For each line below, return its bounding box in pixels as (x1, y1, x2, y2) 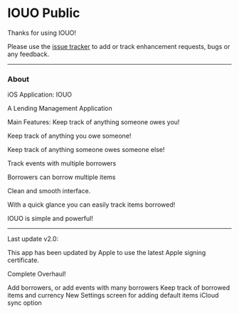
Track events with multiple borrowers (7, 159, 117, 168)
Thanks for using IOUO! (7, 28, 77, 37)
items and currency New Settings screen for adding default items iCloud (7, 291, 219, 300)
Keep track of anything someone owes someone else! (7, 146, 165, 154)
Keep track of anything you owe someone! (7, 131, 132, 140)
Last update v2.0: (7, 234, 59, 243)
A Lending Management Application (7, 104, 112, 113)
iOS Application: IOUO (7, 90, 73, 99)
